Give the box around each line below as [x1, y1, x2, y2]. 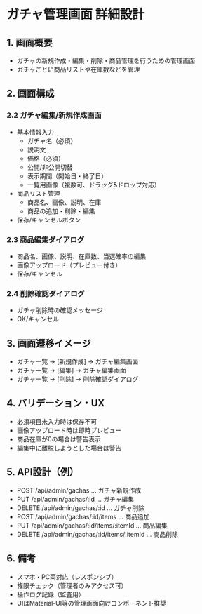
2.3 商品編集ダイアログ [6, 234, 85, 244]
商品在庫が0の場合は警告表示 [16, 434, 101, 443]
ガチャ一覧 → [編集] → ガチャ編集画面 [16, 366, 127, 375]
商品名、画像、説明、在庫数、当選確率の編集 [16, 252, 147, 260]
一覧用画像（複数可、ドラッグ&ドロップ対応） [27, 180, 161, 189]
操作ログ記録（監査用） [16, 590, 85, 599]
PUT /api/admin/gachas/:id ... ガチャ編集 [16, 495, 135, 503]
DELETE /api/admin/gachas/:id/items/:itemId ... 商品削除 [16, 530, 178, 538]
